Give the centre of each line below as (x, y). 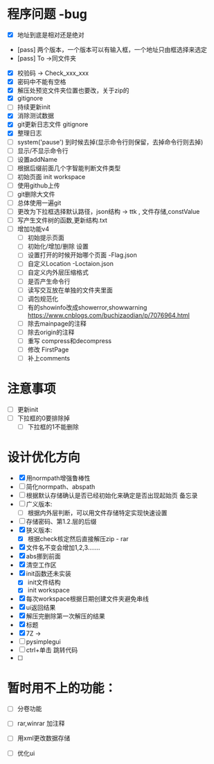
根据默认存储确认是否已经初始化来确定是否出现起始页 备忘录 (112, 496)
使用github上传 (38, 185)
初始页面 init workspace (51, 176)
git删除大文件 (36, 194)
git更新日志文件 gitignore (53, 124)
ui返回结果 (41, 608)
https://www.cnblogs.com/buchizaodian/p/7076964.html (109, 315)
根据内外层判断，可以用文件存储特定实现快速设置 (97, 513)
